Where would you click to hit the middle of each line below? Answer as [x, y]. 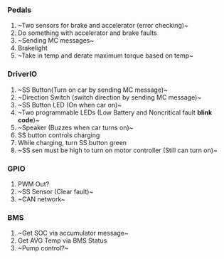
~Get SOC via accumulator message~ [73, 233]
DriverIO [22, 74]
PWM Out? [33, 184]
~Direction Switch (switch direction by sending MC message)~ [110, 97]
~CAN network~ [41, 199]
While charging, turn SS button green [72, 142]
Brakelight [32, 48]
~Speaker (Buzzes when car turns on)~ [75, 127]
